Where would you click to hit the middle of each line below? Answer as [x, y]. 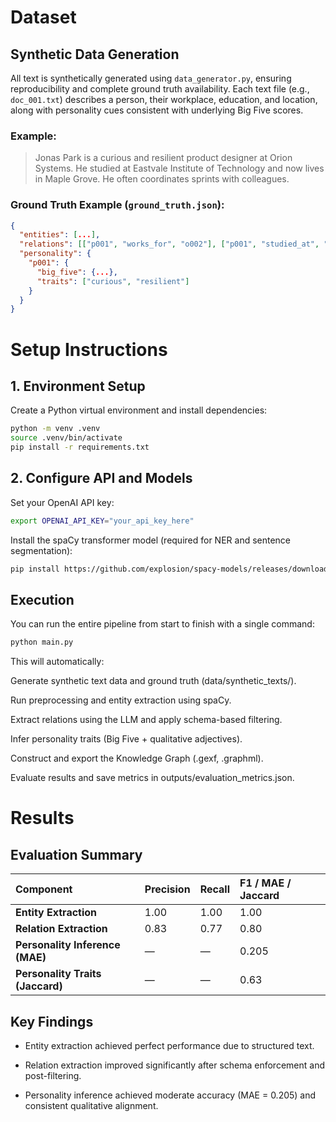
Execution [42, 599]
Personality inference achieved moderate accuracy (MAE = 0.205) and [170, 1095]
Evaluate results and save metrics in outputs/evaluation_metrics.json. [152, 778]
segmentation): [41, 550]
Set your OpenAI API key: [62, 502]
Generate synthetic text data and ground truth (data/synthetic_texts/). [153, 681]
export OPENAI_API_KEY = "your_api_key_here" [102, 521]
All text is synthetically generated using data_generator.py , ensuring [151, 78]
